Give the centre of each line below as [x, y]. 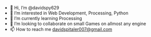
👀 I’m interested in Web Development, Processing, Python [69, 13]
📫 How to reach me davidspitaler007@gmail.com [61, 29]
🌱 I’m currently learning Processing [46, 18]
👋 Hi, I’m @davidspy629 [35, 8]
